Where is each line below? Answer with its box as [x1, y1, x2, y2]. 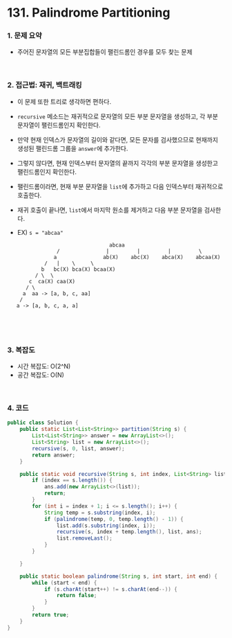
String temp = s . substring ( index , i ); [43, 509, 156, 516]
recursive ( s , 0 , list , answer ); [32, 445, 126, 452]
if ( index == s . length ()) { [32, 477, 113, 484]
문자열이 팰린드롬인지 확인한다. [17, 121, 101, 129]
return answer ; [32, 452, 76, 459]
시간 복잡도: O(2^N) [17, 362, 71, 371]
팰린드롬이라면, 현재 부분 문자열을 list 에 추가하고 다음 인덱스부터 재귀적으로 [17, 182, 224, 190]
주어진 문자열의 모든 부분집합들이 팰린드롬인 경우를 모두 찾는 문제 [17, 48, 193, 56]
